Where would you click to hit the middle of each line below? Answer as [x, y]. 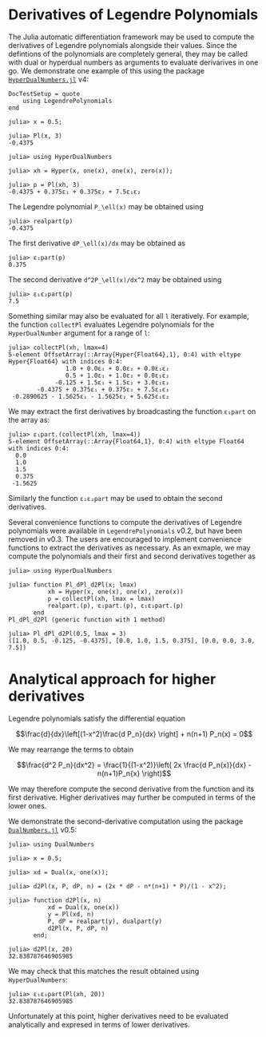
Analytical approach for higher [112, 679]
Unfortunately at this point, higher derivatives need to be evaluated [119, 1015]
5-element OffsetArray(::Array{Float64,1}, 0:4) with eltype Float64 [127, 441]
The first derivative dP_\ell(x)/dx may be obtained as [97, 243]
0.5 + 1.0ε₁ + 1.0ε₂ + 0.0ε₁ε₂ [117, 375]
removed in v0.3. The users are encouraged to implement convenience [125, 539]
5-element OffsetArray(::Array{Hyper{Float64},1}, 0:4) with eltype [125, 354]
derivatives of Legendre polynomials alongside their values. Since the [123, 45]
